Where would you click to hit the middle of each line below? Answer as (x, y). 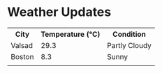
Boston (22, 56)
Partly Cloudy (130, 45)
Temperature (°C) (71, 34)
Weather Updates (59, 12)
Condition (130, 34)
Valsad (22, 45)
